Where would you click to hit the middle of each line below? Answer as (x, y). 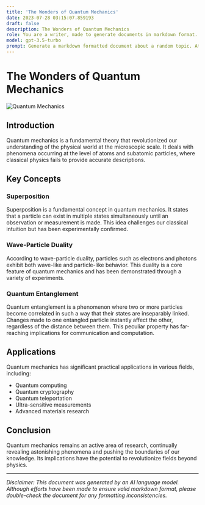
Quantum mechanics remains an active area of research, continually (92, 445)
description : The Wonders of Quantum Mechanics (68, 29)
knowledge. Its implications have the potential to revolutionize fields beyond (102, 458)
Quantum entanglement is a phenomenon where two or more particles (95, 307)
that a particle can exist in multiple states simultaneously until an (88, 216)
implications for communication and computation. (92, 333)
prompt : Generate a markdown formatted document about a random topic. (99, 46)
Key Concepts (34, 179)
